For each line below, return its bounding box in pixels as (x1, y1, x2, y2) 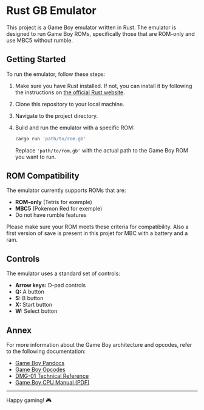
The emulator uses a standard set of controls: (6, 270, 120, 277)
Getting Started (6, 54, 66, 64)
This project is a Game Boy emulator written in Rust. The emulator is (6, 24, 177, 31)
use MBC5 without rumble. (6, 36, 73, 44)
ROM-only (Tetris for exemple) (15, 199, 92, 206)
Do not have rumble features (15, 211, 87, 219)
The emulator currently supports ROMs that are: (6, 186, 126, 194)
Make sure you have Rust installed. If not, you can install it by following (15, 82, 192, 89)
